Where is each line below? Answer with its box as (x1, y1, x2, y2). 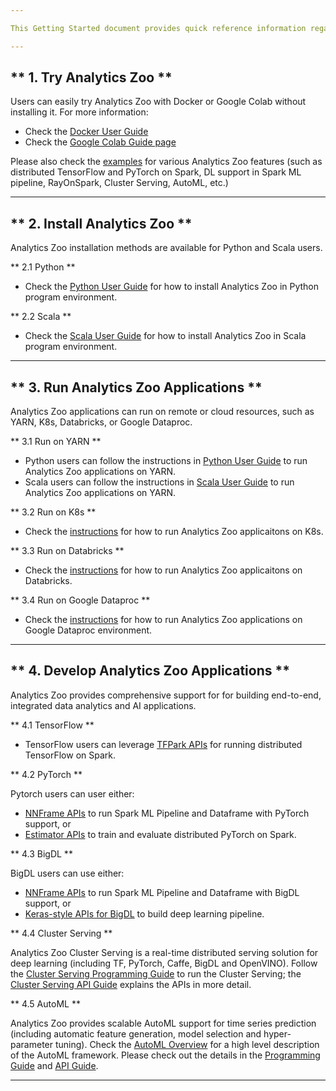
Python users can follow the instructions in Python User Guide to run (24, 455, 308, 467)
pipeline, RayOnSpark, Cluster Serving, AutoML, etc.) (10, 177, 229, 189)
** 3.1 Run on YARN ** (10, 436, 102, 448)
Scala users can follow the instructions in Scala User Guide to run (24, 476, 295, 488)
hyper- (263, 1027, 292, 1040)
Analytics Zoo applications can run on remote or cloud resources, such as (10, 406, 315, 418)
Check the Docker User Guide (24, 126, 149, 138)
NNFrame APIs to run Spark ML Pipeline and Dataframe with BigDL (24, 886, 300, 898)
